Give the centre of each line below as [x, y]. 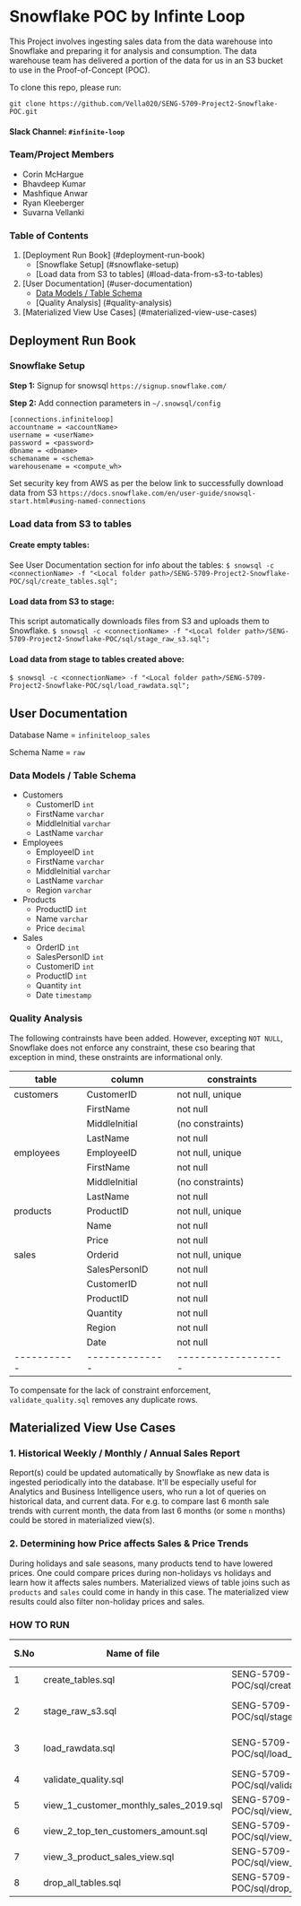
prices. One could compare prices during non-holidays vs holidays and [140, 1572]
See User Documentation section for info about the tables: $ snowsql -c [142, 565]
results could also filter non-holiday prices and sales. [107, 1601]
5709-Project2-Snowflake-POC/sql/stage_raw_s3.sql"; [110, 640]
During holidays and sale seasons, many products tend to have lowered [141, 1563]
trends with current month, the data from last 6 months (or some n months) [147, 1511]
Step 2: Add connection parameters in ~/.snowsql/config [115, 403]
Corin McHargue [53, 174]
